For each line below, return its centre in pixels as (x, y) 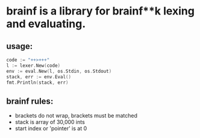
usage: (20, 46)
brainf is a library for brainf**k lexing (100, 11)
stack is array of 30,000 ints (50, 122)
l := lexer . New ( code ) (33, 65)
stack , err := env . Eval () (39, 77)
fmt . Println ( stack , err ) (37, 83)
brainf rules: (30, 101)
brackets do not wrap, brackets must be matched (76, 116)
